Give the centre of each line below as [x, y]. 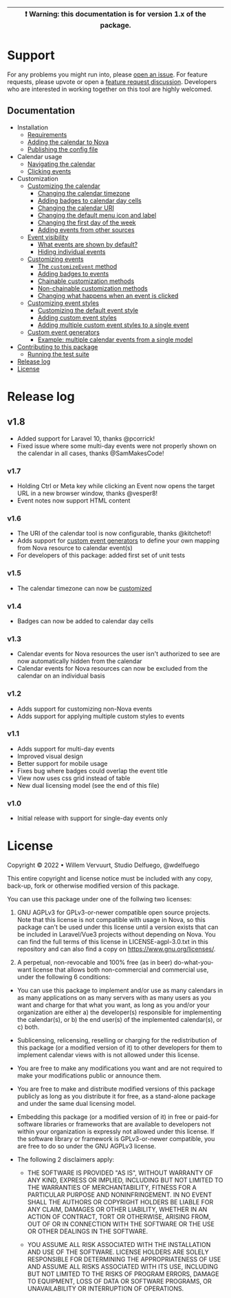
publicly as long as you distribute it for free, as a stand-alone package [116, 1096]
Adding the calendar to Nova [68, 142]
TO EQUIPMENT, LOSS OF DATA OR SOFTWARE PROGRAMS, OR [119, 1281]
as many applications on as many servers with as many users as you [114, 998]
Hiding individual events [71, 251]
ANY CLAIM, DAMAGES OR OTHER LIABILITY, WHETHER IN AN [117, 1210]
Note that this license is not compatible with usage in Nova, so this [111, 920]
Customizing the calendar [64, 186]
